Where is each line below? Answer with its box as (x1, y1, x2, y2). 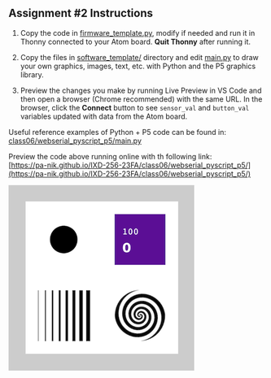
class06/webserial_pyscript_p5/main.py (8, 136, 142, 146)
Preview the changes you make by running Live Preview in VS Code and (20, 85, 262, 95)
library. (20, 69, 45, 80)
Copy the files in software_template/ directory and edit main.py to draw (20, 52, 259, 62)
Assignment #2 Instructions (8, 7, 153, 20)
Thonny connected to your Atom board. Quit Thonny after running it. (20, 37, 251, 46)
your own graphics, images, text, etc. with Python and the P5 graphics (20, 61, 256, 71)
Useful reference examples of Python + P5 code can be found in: (8, 127, 226, 137)
